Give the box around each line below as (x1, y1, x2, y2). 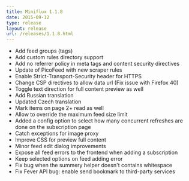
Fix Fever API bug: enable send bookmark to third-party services (14, 168, 175, 175)
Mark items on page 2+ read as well (14, 105, 104, 112)
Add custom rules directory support (14, 54, 104, 61)
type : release (6, 20, 42, 26)
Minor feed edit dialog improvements (14, 143, 106, 150)
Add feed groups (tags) (14, 47, 73, 54)
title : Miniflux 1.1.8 (6, 8, 63, 15)
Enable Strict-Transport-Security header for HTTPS (14, 73, 142, 80)
